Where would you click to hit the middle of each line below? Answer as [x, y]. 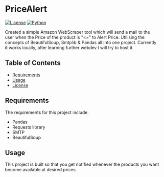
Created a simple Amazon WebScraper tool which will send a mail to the [78, 32]
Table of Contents [33, 63]
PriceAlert [26, 9]
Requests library [29, 127]
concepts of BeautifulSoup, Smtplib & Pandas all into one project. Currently [81, 42]
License [20, 85]
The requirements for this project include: [47, 112]
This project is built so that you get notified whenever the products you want [82, 164]
